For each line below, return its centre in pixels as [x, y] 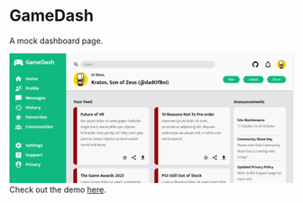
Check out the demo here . [58, 189]
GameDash [52, 16]
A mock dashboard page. [56, 41]
